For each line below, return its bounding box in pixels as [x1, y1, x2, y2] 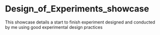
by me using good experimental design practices [5, 24, 103, 30]
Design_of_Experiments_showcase [5, 3, 149, 14]
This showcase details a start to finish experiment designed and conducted [5, 19, 155, 25]
